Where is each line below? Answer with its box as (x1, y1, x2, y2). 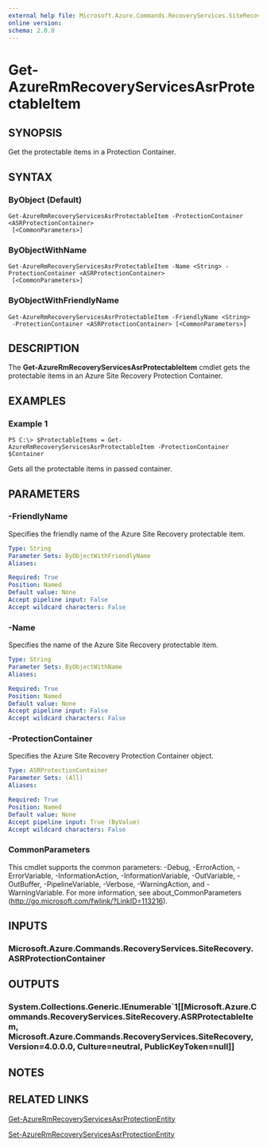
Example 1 (8, 418, 48, 429)
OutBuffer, (8, 879, 42, 888)
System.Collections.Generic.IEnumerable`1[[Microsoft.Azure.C (8, 1001, 257, 1012)
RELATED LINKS (8, 1093, 89, 1106)
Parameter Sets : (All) (8, 774, 83, 782)
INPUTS (8, 919, 48, 933)
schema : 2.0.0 (8, 26, 56, 34)
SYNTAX (8, 170, 53, 184)
